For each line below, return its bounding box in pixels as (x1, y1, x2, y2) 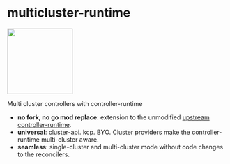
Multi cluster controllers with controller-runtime (7, 99, 143, 107)
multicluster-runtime (7, 5, 131, 21)
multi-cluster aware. (40, 135, 99, 144)
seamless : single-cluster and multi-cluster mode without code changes (17, 142, 224, 151)
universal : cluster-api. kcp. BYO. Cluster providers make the (17, 128, 190, 136)
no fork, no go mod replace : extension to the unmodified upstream (17, 113, 210, 121)
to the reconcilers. (17, 150, 70, 158)
